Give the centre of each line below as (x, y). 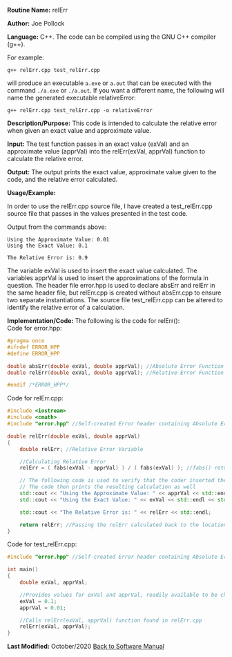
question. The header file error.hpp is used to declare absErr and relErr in (111, 285)
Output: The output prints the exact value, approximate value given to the (112, 172)
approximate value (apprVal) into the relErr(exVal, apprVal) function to (106, 151)
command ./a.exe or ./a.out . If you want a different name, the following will (116, 90)
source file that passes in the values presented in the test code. (97, 213)
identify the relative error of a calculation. (66, 307)
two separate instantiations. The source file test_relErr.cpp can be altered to (115, 300)
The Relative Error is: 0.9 (48, 258)
